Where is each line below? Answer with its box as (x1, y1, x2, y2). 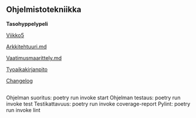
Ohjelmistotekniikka (6, 5, 81, 15)
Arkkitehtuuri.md (6, 43, 47, 50)
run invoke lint (6, 107, 41, 114)
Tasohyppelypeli (6, 20, 48, 27)
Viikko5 (6, 32, 25, 39)
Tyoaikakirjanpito (6, 66, 48, 73)
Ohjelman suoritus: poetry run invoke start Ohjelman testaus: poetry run (6, 94, 181, 102)
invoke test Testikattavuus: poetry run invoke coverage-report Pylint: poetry (6, 100, 191, 107)
